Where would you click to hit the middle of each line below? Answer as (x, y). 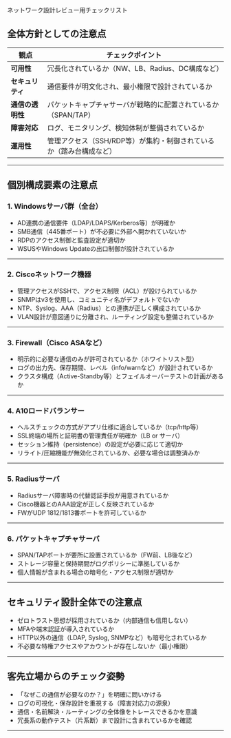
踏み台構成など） (89, 151)
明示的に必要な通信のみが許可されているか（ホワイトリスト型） (107, 359)
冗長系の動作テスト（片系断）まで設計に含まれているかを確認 (104, 720)
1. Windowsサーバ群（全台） (55, 207)
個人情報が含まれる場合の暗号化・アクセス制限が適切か (95, 572)
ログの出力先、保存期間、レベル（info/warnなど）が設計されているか (115, 368)
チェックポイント (134, 55)
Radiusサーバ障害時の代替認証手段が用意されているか (93, 495)
